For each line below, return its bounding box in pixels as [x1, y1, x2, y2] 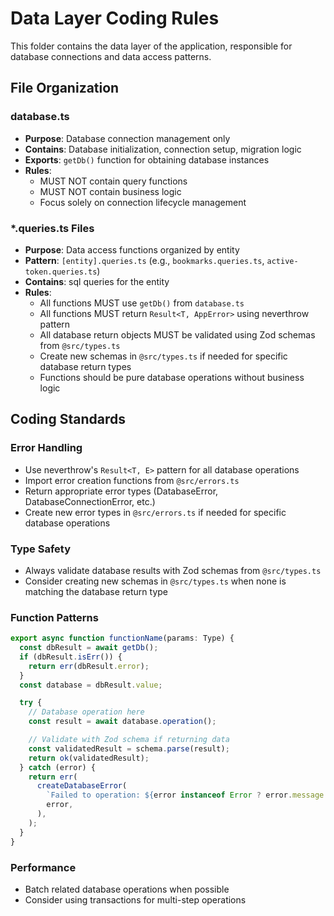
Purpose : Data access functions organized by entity [24, 243, 240, 256]
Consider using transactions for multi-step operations [24, 893, 247, 906]
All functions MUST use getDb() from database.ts [39, 297, 245, 309]
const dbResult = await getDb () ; [19, 643, 159, 653]
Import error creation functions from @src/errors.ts [24, 474, 240, 486]
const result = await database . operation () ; [28, 717, 217, 727]
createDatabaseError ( [36, 781, 128, 791]
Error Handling [10, 441, 83, 455]
